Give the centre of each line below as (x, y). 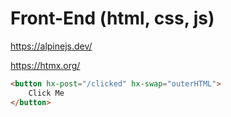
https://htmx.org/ (45, 65)
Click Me (46, 93)
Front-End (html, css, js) (112, 18)
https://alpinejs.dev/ (51, 46)
